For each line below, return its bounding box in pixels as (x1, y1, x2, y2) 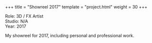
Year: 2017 (5, 23, 26, 29)
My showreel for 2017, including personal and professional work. (5, 33, 134, 38)
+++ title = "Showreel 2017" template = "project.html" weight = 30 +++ (5, 4, 148, 10)
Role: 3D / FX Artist (5, 13, 44, 19)
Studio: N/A (5, 19, 28, 24)
